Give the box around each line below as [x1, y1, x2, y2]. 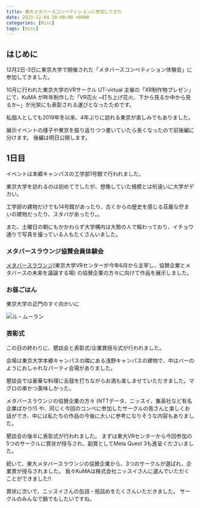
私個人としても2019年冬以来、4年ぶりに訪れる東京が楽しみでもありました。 [6, 114, 194, 121]
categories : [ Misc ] [6, 20, 55, 26]
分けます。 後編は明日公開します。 [6, 134, 91, 141]
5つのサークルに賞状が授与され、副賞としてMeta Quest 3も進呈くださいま [6, 440, 189, 447]
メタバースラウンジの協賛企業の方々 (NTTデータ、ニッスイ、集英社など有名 [6, 397, 193, 404]
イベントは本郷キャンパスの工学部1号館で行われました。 [6, 170, 144, 177]
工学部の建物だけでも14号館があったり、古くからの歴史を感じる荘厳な [6, 203, 179, 210]
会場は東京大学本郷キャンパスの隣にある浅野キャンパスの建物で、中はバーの [6, 357, 195, 364]
